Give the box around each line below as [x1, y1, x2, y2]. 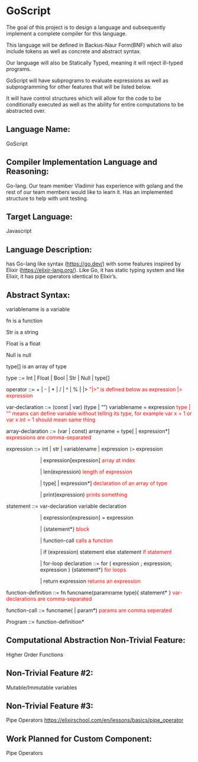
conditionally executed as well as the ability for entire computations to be [6, 100, 184, 108]
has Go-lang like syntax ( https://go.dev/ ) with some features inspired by [6, 260, 181, 267]
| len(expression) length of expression [40, 468, 133, 475]
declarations [6, 595, 37, 602]
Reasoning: [6, 167, 49, 177]
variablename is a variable [6, 306, 70, 313]
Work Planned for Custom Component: [6, 734, 152, 744]
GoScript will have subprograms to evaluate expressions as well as [6, 77, 168, 84]
